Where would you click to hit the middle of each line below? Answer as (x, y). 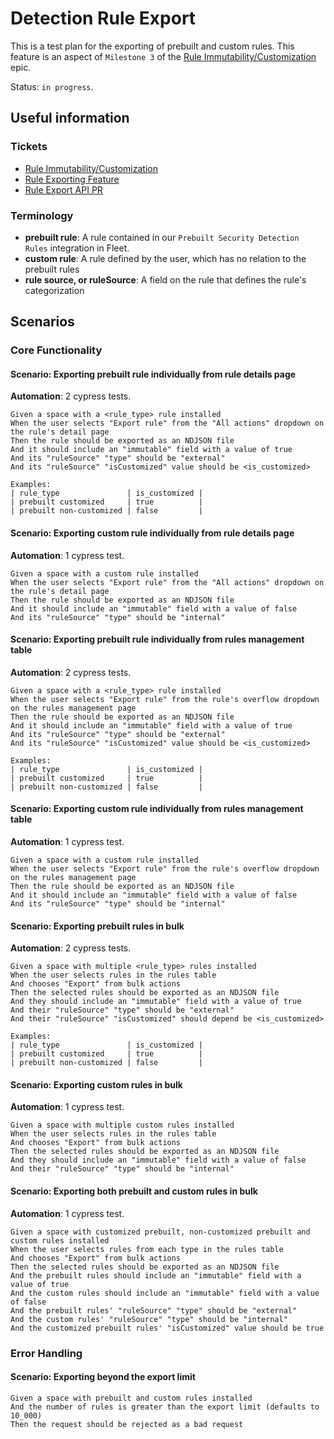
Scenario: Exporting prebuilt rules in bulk (97, 926)
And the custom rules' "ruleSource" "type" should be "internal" (149, 1319)
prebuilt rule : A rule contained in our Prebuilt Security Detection (162, 237)
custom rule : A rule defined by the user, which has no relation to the (165, 258)
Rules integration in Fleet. (77, 248)
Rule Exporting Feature (72, 179)
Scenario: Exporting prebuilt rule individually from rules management (157, 639)
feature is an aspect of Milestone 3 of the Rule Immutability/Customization (163, 56)
